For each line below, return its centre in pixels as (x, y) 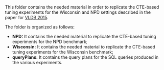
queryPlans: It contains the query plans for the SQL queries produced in (85, 57)
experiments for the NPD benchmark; (50, 42)
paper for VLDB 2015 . (27, 17)
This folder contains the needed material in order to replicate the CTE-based (82, 7)
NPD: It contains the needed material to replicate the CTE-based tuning (84, 36)
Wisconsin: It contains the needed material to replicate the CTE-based (84, 47)
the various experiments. (37, 62)
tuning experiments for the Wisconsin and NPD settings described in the (78, 12)
